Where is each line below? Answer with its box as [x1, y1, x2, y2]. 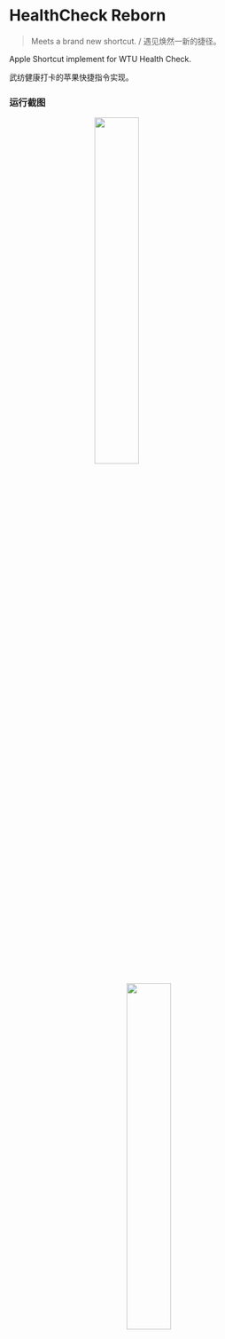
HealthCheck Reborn [9, 5, 167, 26]
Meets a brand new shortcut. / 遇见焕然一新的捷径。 [30, 36, 221, 46]
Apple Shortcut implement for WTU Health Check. [9, 53, 192, 64]
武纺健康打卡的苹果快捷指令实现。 [9, 72, 134, 83]
